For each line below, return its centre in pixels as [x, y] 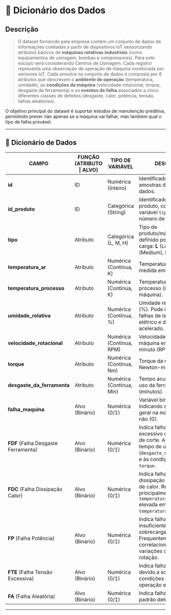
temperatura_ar [27, 267]
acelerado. [151, 328]
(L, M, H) [118, 243]
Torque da [151, 361]
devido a [149, 572]
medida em [152, 270]
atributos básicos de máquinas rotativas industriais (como [80, 52]
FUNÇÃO [89, 157]
